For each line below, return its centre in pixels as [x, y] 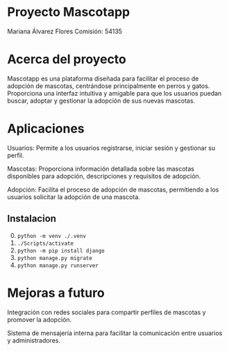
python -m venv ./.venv [52, 236]
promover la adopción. [40, 319]
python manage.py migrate [54, 258]
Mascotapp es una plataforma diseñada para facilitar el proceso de [103, 78]
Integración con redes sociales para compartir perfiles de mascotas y [107, 312]
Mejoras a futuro [56, 293]
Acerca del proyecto [67, 59]
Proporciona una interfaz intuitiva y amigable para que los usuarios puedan [114, 93]
